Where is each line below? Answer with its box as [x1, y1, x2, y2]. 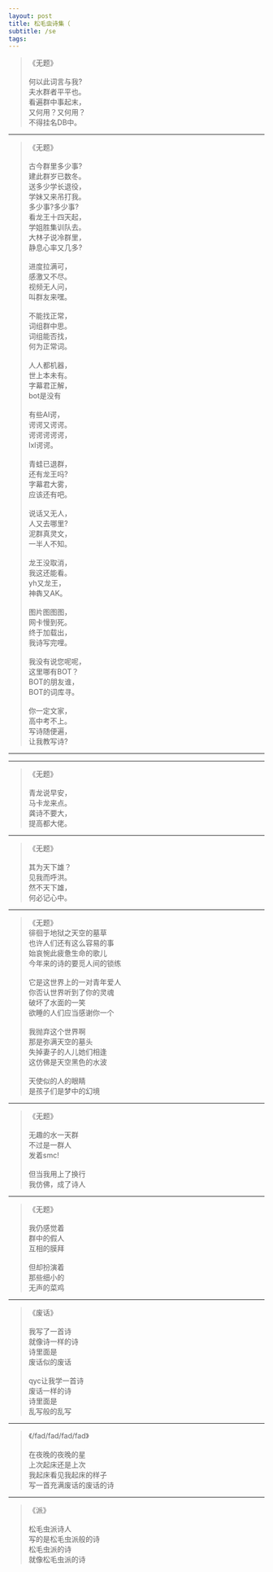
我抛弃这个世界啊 [28, 1027, 86, 1037]
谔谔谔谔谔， [28, 430, 71, 440]
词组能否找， [28, 332, 71, 341]
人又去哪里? [28, 519, 68, 529]
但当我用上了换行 [28, 1170, 86, 1179]
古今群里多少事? [28, 161, 83, 171]
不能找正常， [28, 311, 71, 321]
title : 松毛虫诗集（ [8, 20, 71, 28]
